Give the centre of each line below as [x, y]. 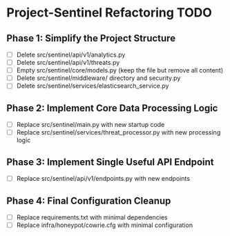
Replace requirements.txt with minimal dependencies [92, 217]
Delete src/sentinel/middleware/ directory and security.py [98, 78]
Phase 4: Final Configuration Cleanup [89, 200]
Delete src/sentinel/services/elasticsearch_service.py [93, 86]
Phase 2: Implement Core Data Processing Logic [112, 108]
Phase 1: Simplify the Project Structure [91, 38]
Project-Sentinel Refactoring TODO [109, 13]
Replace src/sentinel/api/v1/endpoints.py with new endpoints [103, 179]
